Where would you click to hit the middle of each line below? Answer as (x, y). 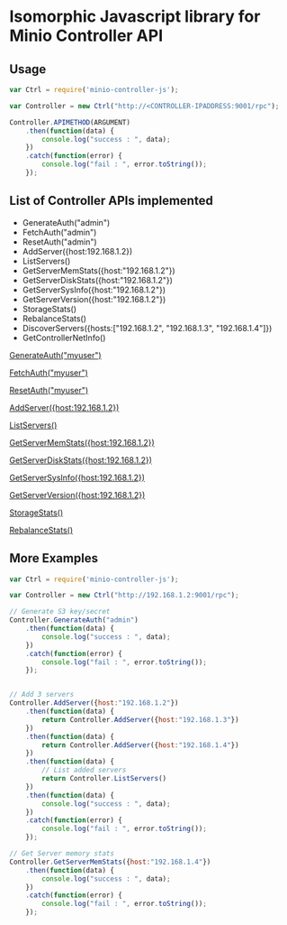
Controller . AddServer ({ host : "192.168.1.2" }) (94, 703)
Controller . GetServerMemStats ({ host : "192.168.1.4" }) (110, 862)
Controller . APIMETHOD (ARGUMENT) (70, 122)
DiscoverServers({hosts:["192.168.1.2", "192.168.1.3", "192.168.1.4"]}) (147, 328)
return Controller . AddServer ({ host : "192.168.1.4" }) (141, 745)
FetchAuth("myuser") (49, 373)
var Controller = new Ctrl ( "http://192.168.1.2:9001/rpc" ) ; (125, 596)
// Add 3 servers (42, 695)
